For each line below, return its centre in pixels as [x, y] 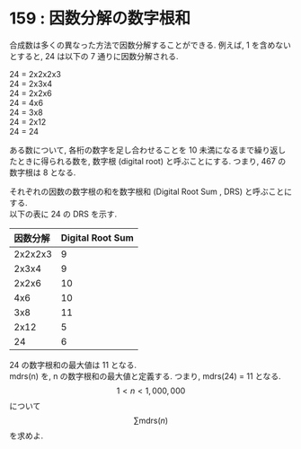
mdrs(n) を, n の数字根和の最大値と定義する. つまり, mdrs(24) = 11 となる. [145, 376]
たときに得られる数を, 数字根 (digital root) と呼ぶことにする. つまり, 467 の [147, 161]
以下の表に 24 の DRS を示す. [63, 214]
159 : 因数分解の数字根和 [100, 18]
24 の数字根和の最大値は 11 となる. [73, 365]
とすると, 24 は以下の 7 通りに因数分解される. [94, 56]
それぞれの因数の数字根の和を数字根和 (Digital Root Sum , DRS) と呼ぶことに [151, 191]
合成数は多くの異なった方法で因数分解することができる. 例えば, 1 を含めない [150, 45]
